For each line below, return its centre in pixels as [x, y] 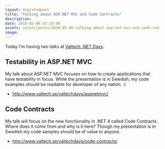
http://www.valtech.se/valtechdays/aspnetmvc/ [60, 93]
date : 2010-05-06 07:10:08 [33, 23]
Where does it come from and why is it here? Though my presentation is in [81, 126]
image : [12, 32]
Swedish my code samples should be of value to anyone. [63, 131]
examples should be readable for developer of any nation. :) [66, 84]
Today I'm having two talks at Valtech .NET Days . [55, 46]
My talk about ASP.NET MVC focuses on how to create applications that [78, 74]
